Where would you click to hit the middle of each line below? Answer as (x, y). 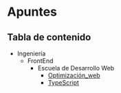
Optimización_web (74, 75)
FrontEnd (40, 61)
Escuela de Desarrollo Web (76, 68)
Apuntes (32, 12)
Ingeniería (31, 53)
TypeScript (63, 82)
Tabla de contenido (49, 37)
